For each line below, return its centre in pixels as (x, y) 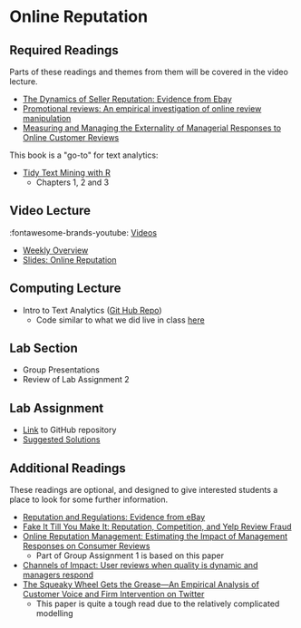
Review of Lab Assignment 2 (76, 380)
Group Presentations (61, 370)
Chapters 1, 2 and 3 (73, 182)
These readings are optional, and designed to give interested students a (144, 490)
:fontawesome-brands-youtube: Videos (83, 232)
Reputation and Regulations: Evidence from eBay (114, 517)
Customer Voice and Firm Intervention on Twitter (113, 594)
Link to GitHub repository (69, 430)
